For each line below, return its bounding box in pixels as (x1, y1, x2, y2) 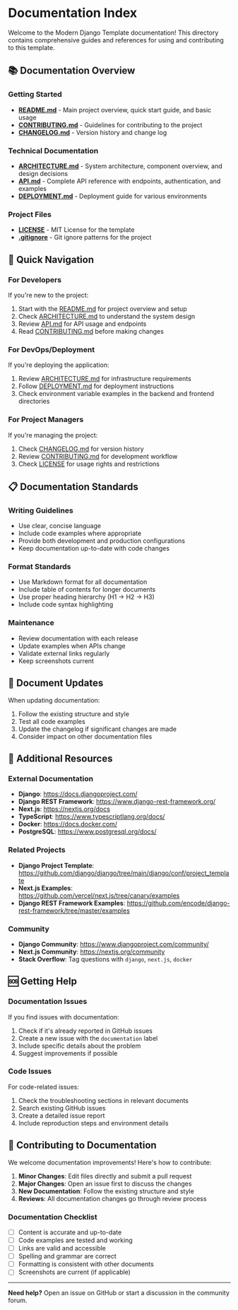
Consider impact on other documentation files (18, 732, 153, 740)
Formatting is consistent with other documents (18, 1260, 154, 1268)
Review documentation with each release (18, 634, 138, 643)
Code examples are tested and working (18, 1236, 133, 1245)
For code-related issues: (8, 1082, 80, 1091)
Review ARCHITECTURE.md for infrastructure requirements (18, 375, 191, 383)
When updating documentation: (8, 696, 100, 704)
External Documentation (8, 773, 94, 783)
